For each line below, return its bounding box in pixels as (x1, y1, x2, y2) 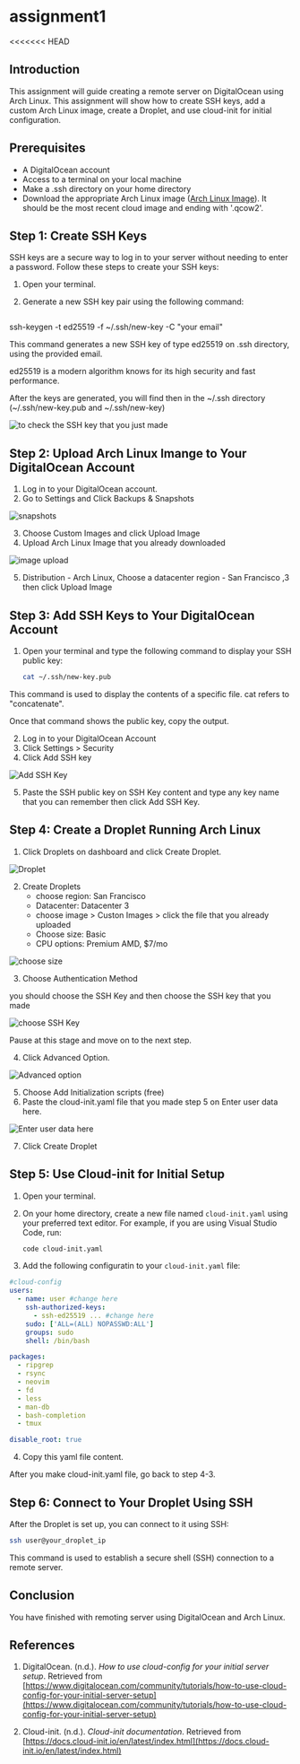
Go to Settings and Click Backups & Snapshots (21, 493, 194, 504)
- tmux (17, 1419, 42, 1428)
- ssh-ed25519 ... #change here (32, 1311, 154, 1320)
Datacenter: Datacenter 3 (35, 900, 130, 911)
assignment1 (9, 6, 107, 27)
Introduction (9, 62, 81, 77)
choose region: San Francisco (35, 890, 146, 901)
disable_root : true (9, 1436, 82, 1445)
